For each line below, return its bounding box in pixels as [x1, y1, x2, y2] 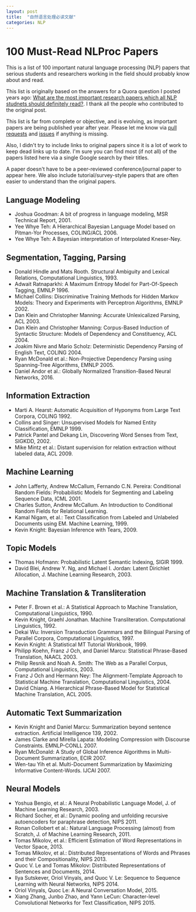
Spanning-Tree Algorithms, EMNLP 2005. [14, 361, 114, 368]
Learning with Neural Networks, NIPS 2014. [14, 880, 119, 887]
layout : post [6, 8, 38, 15]
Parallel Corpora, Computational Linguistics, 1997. [14, 635, 135, 642]
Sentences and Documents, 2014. [14, 868, 97, 875]
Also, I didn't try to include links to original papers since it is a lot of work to [6, 142, 187, 149]
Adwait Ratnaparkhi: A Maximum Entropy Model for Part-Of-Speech [14, 280, 178, 287]
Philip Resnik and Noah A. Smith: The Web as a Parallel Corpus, [14, 660, 168, 667]
